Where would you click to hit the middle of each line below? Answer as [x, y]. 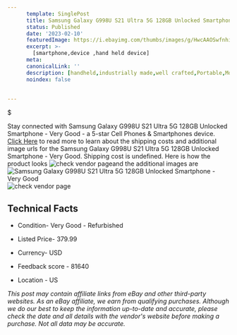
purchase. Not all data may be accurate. [66, 323]
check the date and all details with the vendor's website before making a [114, 316]
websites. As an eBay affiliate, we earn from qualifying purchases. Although [118, 301]
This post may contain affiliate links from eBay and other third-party [107, 293]
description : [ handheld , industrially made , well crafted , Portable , [126, 73]
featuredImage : [48, 40]
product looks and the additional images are [103, 164]
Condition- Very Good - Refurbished [70, 225]
